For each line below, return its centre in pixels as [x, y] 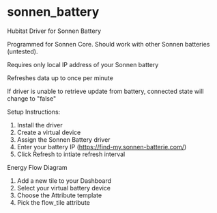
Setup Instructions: [34, 112]
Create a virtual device [49, 132]
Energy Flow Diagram [37, 167]
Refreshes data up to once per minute [60, 78]
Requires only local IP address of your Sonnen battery [83, 64]
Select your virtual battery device [64, 188]
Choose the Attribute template [59, 195]
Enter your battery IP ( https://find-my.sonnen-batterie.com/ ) [102, 147]
